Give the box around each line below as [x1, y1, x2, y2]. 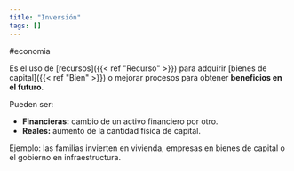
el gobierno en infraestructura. [9, 152, 122, 162]
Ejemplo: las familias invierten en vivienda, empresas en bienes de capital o [9, 143, 286, 153]
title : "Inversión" [9, 12, 82, 22]
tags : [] [9, 21, 42, 30]
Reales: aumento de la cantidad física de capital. [21, 125, 202, 136]
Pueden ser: [9, 98, 54, 109]
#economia [9, 45, 51, 56]
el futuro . [9, 82, 44, 92]
